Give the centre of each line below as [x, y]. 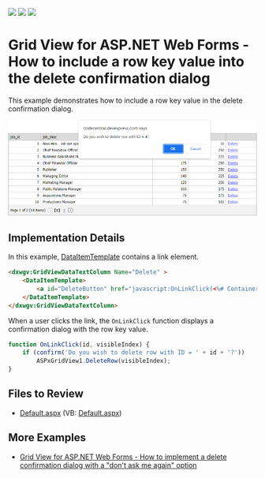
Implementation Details [67, 238]
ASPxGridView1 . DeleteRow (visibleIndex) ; [104, 361]
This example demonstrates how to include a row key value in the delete [125, 100]
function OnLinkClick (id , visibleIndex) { [79, 344]
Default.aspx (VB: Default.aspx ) [71, 413]
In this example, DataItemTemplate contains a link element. [104, 257]
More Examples [47, 438]
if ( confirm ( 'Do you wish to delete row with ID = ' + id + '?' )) [134, 353]
